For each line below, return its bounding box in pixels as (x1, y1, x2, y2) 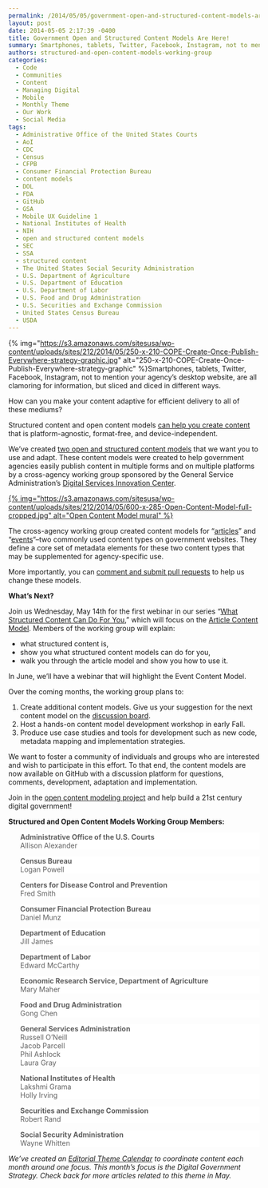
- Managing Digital (15, 85, 81, 94)
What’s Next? (8, 590, 54, 600)
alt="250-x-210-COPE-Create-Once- (123, 355, 245, 364)
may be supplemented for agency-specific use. (8, 551, 164, 561)
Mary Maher (19, 984, 61, 994)
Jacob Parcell (19, 1040, 65, 1051)
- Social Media (15, 116, 66, 124)
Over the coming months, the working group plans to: (8, 686, 184, 696)
